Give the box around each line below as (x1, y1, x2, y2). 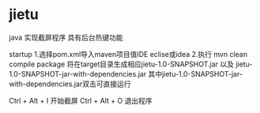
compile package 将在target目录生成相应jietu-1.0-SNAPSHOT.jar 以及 (9, 59, 234, 69)
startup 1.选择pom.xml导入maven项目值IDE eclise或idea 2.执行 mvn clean (9, 49, 248, 58)
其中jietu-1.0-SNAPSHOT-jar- (148, 69, 243, 78)
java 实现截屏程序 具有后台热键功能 (9, 32, 123, 42)
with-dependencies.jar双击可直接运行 (9, 79, 131, 89)
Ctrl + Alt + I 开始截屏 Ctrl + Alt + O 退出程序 (9, 96, 153, 105)
